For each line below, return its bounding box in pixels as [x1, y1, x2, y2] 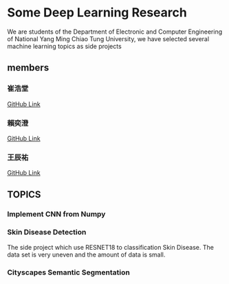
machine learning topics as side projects [7, 42, 122, 50]
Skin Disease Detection [7, 228, 87, 237]
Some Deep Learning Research [7, 5, 187, 21]
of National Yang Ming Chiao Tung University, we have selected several [7, 34, 210, 43]
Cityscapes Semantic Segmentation [7, 268, 131, 277]
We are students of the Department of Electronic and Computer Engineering [7, 27, 222, 36]
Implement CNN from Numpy [7, 209, 106, 219]
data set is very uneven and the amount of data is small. [7, 250, 166, 259]
